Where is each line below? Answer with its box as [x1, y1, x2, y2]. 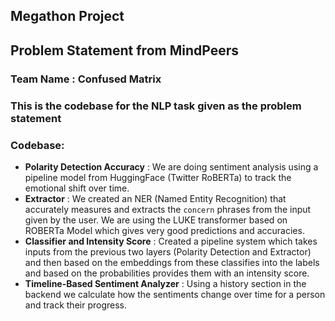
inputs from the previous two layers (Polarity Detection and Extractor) [24, 245, 312, 258]
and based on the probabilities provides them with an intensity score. [24, 267, 310, 279]
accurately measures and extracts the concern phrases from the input [24, 203, 312, 215]
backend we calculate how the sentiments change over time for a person [24, 288, 326, 300]
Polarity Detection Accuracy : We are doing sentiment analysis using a [24, 160, 319, 173]
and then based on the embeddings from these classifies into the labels [24, 256, 320, 268]
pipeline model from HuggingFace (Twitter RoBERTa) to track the [24, 171, 292, 183]
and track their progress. [24, 299, 127, 311]
